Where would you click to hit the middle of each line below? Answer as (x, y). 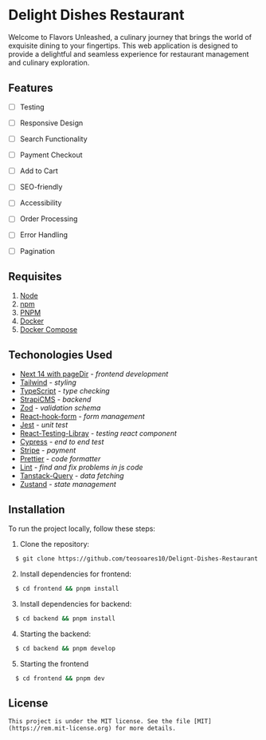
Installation (37, 509)
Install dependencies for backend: (76, 603)
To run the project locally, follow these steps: (82, 528)
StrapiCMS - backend (55, 400)
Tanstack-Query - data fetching (72, 476)
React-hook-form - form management (82, 417)
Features (31, 87)
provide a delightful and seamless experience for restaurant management (129, 54)
